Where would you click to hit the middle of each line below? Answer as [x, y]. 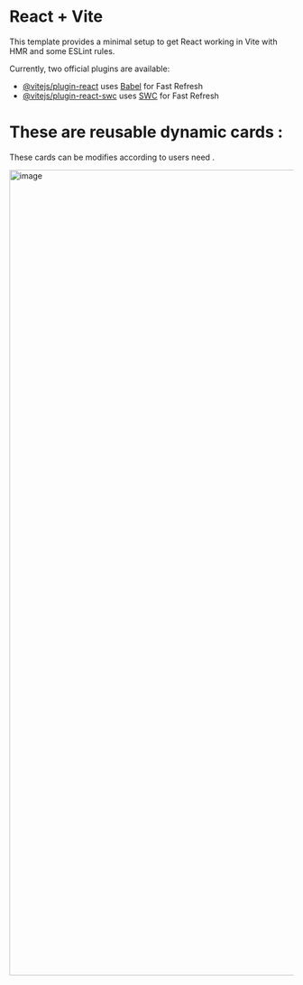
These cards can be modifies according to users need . [112, 157]
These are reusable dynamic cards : [147, 132]
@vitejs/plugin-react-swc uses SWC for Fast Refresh [120, 96]
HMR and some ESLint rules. [62, 51]
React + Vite [56, 17]
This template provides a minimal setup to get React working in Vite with [143, 41]
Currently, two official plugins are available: [90, 69]
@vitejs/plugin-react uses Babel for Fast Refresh [113, 86]
